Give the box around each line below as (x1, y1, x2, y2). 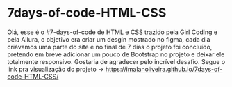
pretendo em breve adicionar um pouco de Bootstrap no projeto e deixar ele (7, 50, 225, 58)
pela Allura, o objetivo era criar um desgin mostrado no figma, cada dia (7, 35, 210, 43)
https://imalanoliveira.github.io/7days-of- (105, 65, 223, 73)
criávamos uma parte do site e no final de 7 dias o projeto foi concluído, (7, 42, 213, 51)
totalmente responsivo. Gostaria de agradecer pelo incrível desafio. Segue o (7, 57, 226, 65)
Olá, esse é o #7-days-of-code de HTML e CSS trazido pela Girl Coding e (7, 28, 217, 36)
